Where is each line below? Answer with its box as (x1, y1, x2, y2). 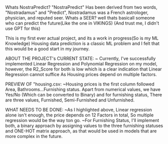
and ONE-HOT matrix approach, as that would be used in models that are (5, 128, 157, 134)
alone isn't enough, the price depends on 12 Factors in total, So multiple (5, 112, 154, 118)
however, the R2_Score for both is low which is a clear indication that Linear (5, 66, 162, 72)
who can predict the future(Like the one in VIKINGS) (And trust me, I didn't (5, 20, 159, 26)
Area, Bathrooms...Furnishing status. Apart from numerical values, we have (5, 86, 161, 92)
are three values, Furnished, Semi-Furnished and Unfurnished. (5, 97, 135, 103)
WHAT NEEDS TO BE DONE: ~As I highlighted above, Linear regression (5, 107, 152, 112)
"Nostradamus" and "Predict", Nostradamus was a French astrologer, (5, 9, 149, 15)
